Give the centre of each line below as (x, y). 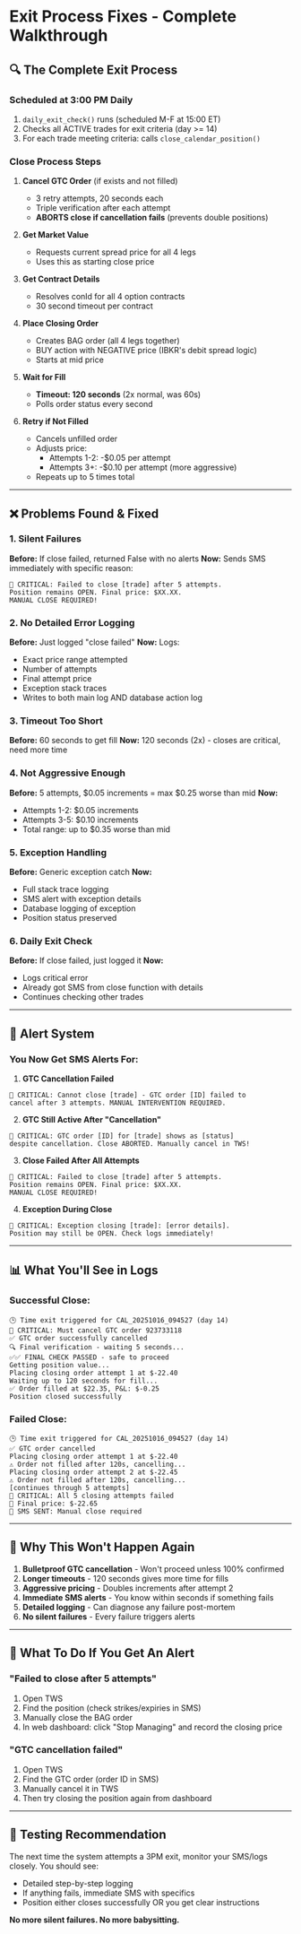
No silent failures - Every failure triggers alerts (108, 1617)
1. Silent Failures (46, 539)
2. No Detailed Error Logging (72, 622)
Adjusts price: (61, 448)
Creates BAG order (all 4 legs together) (108, 341)
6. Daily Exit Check (51, 941)
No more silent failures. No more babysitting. (95, 1920)
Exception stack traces (64, 689)
